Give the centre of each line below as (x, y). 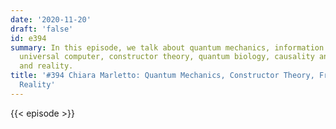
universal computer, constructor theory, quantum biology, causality (167, 57)
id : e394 (28, 38)
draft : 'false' (42, 29)
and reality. (46, 66)
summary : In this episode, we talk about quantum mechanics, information (167, 47)
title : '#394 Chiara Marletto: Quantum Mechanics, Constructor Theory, (162, 76)
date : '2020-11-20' (51, 19)
